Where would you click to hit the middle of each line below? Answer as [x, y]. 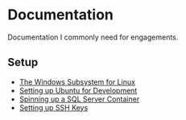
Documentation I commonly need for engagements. [93, 37]
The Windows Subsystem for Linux [77, 81]
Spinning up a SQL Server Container [79, 99]
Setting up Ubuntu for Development [78, 90]
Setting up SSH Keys [54, 107]
